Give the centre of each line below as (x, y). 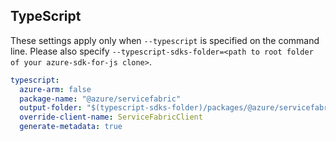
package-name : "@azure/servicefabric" (100, 99)
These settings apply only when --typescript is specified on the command (165, 40)
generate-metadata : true (71, 127)
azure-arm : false (55, 89)
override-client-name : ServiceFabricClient (111, 117)
